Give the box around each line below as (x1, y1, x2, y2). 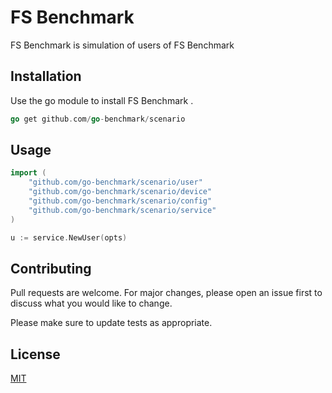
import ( (10, 168, 47, 178)
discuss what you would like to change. (10, 297, 173, 310)
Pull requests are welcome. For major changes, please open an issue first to (10, 287, 323, 299)
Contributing (10, 260, 92, 277)
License (10, 346, 61, 363)
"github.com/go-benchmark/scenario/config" (28, 196, 213, 206)
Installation (10, 68, 82, 85)
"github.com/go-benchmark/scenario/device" (28, 187, 213, 197)
